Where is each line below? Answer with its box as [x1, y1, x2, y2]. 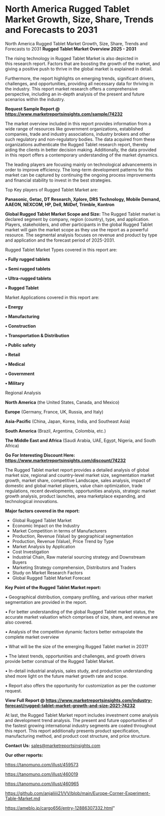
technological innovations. [5, 498, 59, 504]
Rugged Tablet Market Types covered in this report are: [5, 247, 117, 252]
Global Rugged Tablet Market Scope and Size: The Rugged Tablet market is [5, 211, 161, 217]
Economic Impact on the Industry [12, 523, 80, 529]
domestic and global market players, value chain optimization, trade [5, 482, 143, 488]
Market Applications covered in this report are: [5, 294, 99, 300]
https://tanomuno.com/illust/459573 [5, 761, 79, 767]
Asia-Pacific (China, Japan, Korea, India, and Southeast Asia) [5, 418, 131, 424]
